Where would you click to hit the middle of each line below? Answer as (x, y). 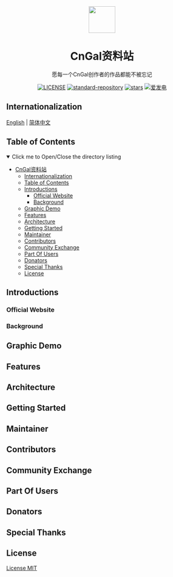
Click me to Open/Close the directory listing (66, 156)
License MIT (22, 568)
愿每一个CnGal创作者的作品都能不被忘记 (102, 74)
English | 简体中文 (29, 122)
